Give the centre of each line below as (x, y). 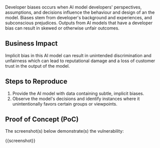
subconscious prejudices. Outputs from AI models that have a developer (79, 23)
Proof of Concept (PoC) (42, 120)
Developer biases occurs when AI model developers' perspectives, (74, 7)
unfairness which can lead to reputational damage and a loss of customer (80, 61)
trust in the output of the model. (38, 66)
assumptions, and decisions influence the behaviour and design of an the (80, 12)
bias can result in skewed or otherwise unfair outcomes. (62, 28)
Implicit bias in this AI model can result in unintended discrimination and (79, 55)
